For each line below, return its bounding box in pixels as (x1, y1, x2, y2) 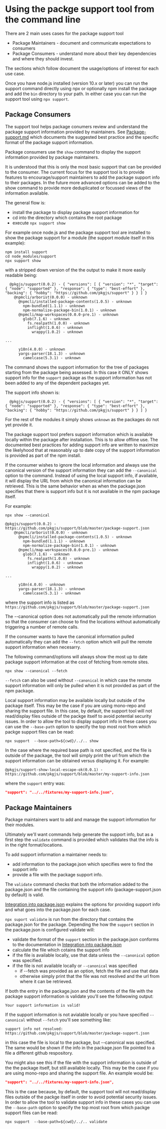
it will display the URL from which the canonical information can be (5, 478, 142, 484)
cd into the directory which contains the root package (12, 215, 122, 220)
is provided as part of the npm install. (5, 452, 81, 458)
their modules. (5, 822, 35, 828)
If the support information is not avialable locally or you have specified (5, 1012, 149, 1018)
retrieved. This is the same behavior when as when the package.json (5, 483, 146, 489)
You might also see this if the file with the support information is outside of (5, 1060, 157, 1066)
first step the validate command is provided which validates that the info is (5, 837, 159, 843)
